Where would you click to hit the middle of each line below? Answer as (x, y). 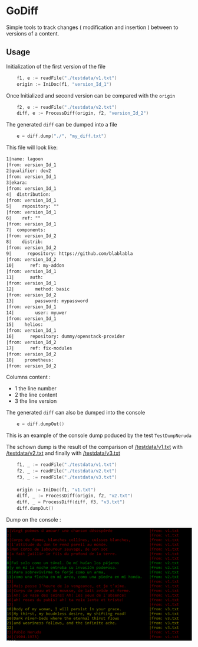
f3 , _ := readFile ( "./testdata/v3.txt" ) (67, 477)
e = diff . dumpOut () (41, 424)
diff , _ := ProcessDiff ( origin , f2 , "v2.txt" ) (75, 496)
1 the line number (36, 389)
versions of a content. (33, 33)
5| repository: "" (33, 206)
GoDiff (22, 11)
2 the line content (36, 395)
